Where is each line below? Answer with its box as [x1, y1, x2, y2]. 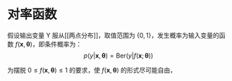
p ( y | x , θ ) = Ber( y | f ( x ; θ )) [83, 51, 154, 60]
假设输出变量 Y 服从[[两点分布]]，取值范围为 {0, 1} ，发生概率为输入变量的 [7, 31, 220, 39]
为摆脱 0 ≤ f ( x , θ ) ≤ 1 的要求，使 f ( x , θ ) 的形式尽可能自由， [7, 66, 176, 74]
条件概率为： [44, 39, 83, 48]
